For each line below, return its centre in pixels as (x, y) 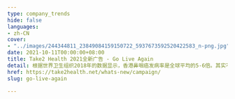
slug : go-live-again (37, 78)
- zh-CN (19, 33)
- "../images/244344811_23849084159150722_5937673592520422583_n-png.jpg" (119, 46)
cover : (17, 40)
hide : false (24, 20)
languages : (23, 26)
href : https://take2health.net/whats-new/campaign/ (84, 72)
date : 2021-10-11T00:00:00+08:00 (56, 53)
